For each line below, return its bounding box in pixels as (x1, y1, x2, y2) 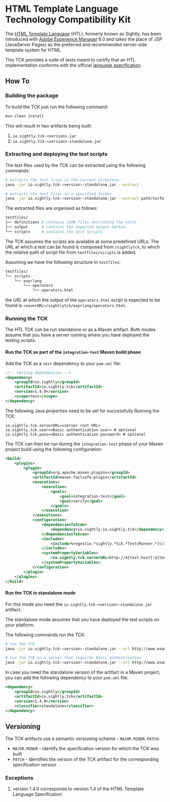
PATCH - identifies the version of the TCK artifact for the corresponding (12, 756, 159, 762)
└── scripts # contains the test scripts (5, 229, 103, 234)
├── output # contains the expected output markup (5, 225, 125, 230)
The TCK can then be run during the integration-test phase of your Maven (5, 441, 163, 447)
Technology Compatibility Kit (5, 14, 131, 25)
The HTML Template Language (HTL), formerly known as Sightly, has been (5, 30, 162, 37)
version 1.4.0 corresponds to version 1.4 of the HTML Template (12, 786, 144, 792)
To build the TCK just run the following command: (5, 104, 109, 110)
